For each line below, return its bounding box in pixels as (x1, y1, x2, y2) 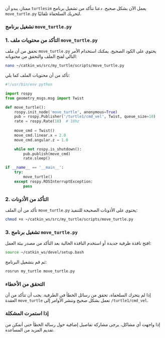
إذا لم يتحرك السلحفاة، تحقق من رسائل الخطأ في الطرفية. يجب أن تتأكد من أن (5, 292, 151, 298)
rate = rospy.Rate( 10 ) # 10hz (14, 119, 80, 124)
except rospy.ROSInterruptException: (14, 179, 93, 184)
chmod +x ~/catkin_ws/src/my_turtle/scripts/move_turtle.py (5, 217, 134, 222)
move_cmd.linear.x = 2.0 (14, 133, 66, 138)
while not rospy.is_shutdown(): (14, 146, 82, 151)
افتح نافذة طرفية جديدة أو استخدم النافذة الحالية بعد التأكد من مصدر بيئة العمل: (5, 240, 151, 246)
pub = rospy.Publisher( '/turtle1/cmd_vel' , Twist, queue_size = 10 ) (14, 114, 156, 119)
